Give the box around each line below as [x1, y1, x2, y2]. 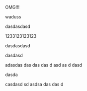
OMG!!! [5, 4, 20, 10]
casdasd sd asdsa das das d [5, 82, 64, 87]
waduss [5, 14, 21, 19]
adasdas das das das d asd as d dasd [5, 62, 83, 68]
